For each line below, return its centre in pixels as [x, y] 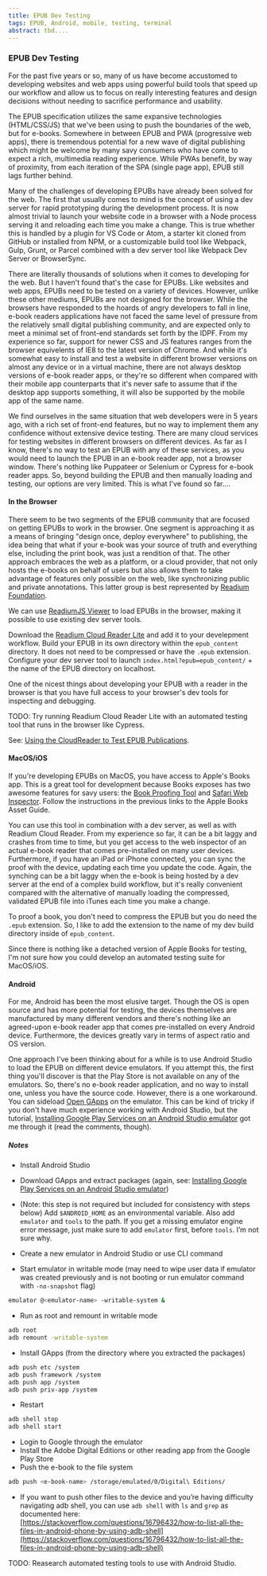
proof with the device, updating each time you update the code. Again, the [130, 868]
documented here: [50, 1514]
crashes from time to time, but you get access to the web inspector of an [128, 842]
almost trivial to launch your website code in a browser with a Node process [132, 216]
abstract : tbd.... [39, 30]
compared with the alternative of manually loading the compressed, [119, 893]
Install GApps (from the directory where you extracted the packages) [133, 1353]
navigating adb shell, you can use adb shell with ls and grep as [124, 1505]
